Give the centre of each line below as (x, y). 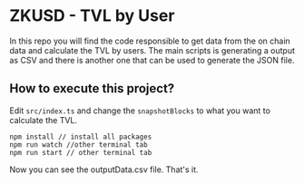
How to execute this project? (92, 88)
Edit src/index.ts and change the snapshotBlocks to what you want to (140, 111)
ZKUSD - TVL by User (92, 16)
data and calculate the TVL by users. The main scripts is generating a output (152, 50)
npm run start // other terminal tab (81, 152)
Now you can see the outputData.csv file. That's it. (104, 169)
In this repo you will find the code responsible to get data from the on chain (150, 41)
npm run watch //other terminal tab (78, 145)
